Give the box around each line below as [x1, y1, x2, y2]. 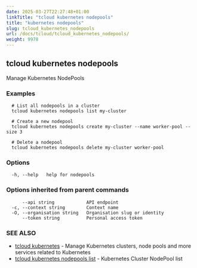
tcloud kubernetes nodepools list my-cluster [11, 108, 127, 114]
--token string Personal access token [21, 215, 143, 221]
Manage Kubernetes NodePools [6, 74, 85, 81]
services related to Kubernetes [14, 249, 91, 255]
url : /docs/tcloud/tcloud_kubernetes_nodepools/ [6, 31, 130, 37]
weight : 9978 [6, 36, 39, 42]
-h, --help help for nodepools [11, 172, 95, 178]
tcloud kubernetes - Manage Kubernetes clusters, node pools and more [14, 242, 192, 249]
